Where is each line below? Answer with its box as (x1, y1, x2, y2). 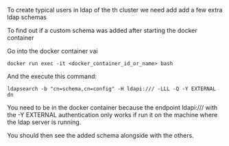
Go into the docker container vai (7, 47, 98, 55)
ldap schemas (7, 13, 47, 21)
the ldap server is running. (7, 118, 82, 126)
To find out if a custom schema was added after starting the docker (7, 27, 197, 34)
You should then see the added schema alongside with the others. (7, 132, 194, 139)
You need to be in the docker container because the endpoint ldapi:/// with (7, 104, 218, 112)
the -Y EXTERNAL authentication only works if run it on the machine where (7, 111, 218, 119)
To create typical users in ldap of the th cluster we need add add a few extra (7, 6, 223, 14)
